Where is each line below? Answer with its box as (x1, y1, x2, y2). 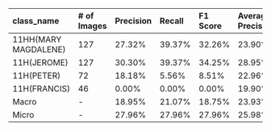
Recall (160, 15, 184, 27)
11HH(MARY (12, 34, 62, 45)
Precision (115, 15, 152, 27)
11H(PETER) (12, 70, 61, 81)
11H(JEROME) (12, 57, 69, 68)
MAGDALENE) (12, 44, 66, 55)
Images (77, 20, 107, 31)
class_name (12, 15, 60, 27)
